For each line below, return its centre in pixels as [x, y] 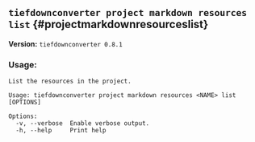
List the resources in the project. [70, 81]
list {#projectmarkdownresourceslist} [109, 24]
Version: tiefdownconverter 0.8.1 [65, 43]
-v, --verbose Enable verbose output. [83, 124]
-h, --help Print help [61, 131]
